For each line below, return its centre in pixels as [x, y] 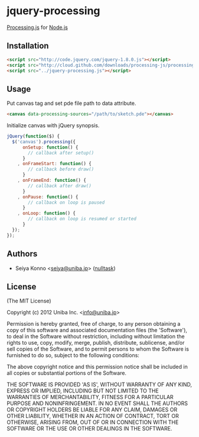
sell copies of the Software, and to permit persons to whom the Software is [98, 349]
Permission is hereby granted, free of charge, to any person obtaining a [94, 324]
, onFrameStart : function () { [55, 164]
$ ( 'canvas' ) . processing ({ [44, 142]
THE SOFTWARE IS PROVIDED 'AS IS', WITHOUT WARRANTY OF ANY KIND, [99, 385]
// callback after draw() [60, 186]
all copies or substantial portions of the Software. [66, 373]
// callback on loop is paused [66, 203]
